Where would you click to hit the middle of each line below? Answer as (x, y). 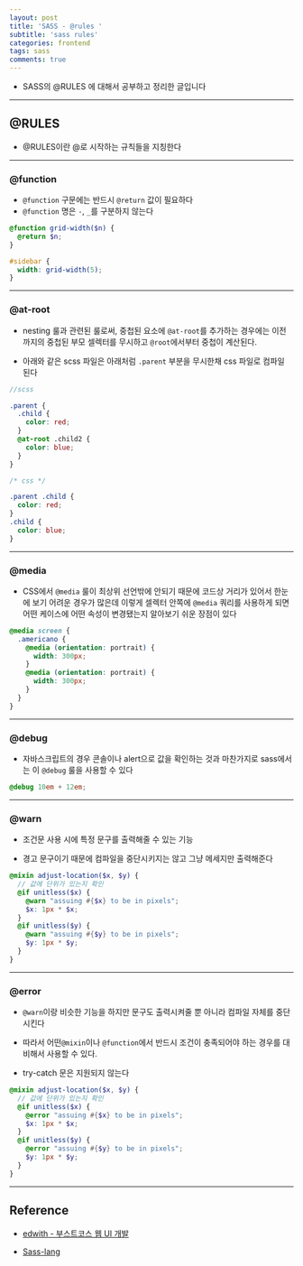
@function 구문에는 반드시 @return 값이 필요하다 (108, 200)
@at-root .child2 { (54, 439)
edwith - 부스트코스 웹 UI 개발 (75, 1234)
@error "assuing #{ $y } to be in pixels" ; (104, 1149)
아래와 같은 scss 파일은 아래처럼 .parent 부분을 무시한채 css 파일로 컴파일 (154, 361)
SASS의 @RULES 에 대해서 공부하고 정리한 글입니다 (114, 86)
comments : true (38, 60)
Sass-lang (41, 1252)
